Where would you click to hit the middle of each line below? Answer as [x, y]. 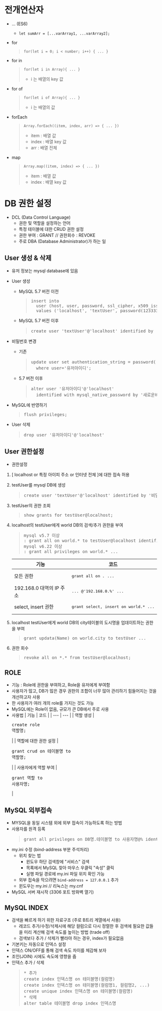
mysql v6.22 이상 [43, 546]
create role [26, 725]
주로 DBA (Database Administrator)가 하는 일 [62, 241]
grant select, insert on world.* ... [113, 606]
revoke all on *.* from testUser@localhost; [77, 657]
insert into [45, 301]
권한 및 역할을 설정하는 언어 [44, 223]
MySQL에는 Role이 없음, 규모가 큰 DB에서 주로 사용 [60, 709]
